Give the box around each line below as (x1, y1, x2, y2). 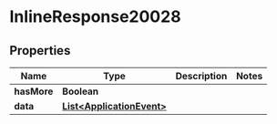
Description (175, 70, 228, 82)
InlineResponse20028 (9, 6, 181, 27)
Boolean (62, 85, 99, 98)
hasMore (14, 85, 54, 98)
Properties (9, 43, 71, 58)
